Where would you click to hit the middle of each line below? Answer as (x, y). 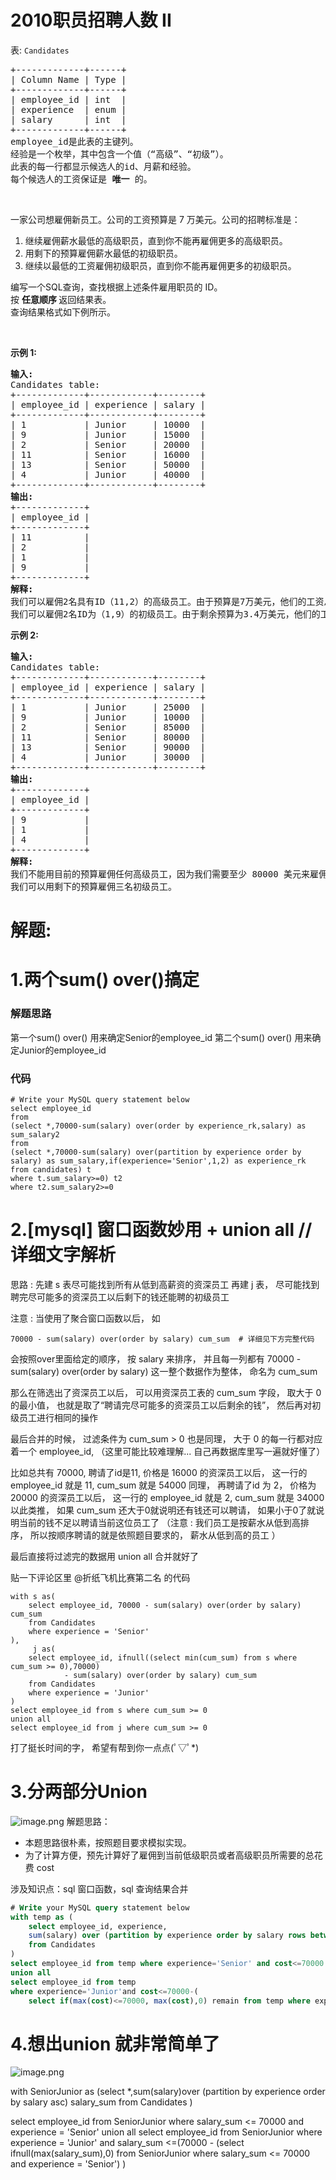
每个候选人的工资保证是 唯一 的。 (81, 179)
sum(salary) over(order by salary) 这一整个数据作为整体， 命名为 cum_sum (164, 1371)
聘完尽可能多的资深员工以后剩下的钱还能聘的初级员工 (120, 1297)
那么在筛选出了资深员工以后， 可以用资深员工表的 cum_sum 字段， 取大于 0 (166, 1392)
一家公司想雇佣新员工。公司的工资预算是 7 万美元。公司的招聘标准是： (155, 219)
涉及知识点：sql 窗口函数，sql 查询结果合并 (99, 1888)
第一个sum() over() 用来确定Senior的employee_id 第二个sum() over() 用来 (161, 1037)
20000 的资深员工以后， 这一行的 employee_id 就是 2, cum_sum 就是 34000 (167, 1497)
